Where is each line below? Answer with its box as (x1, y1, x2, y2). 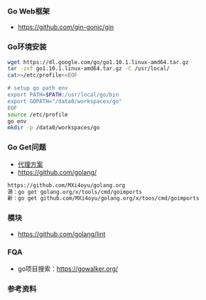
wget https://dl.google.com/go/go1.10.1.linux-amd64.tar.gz (7, 58, 190, 65)
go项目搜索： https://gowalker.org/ (17, 264, 119, 273)
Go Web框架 (7, 6, 50, 16)
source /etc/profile (7, 111, 69, 118)
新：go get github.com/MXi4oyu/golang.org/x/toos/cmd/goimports (7, 195, 200, 202)
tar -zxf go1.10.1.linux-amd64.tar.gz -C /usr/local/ (7, 65, 170, 73)
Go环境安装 (7, 42, 47, 52)
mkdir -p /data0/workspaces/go (7, 124, 100, 132)
